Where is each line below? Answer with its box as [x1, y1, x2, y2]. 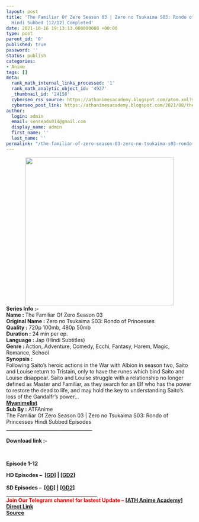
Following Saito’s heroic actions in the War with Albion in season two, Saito [6, 362, 188, 369]
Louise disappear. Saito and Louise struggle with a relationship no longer [6, 374, 184, 381]
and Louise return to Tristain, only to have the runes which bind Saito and [6, 368, 185, 375]
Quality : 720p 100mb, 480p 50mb [6, 324, 91, 331]
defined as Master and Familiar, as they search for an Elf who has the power [6, 380, 191, 388]
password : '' [6, 47, 38, 53]
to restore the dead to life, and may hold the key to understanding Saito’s [6, 386, 184, 394]
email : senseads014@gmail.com [11, 119, 86, 125]
